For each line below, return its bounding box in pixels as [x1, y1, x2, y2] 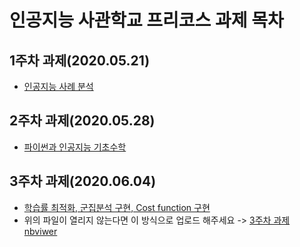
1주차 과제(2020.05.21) [9, 52, 151, 69]
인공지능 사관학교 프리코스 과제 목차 [9, 9, 284, 32]
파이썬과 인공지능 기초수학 [23, 141, 127, 153]
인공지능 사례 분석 [23, 81, 94, 92]
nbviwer [23, 225, 58, 237]
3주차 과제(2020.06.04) [9, 173, 157, 190]
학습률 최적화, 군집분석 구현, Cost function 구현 [23, 201, 211, 213]
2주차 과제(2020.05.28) [9, 112, 156, 130]
